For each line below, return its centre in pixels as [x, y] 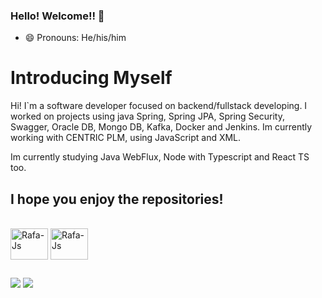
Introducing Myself [91, 78]
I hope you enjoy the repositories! [117, 199]
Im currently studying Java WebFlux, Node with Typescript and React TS [160, 157]
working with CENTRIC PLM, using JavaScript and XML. [126, 138]
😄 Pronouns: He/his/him [75, 38]
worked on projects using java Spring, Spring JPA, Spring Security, [147, 116]
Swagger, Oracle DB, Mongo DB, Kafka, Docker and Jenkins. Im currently [161, 127]
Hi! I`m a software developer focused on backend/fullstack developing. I [159, 106]
